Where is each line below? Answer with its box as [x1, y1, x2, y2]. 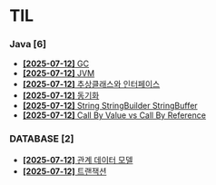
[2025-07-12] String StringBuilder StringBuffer [22, 101, 198, 112]
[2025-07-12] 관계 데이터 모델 [22, 154, 133, 165]
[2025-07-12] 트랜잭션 [22, 165, 107, 177]
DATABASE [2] [9, 132, 74, 145]
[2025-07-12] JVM [22, 68, 95, 79]
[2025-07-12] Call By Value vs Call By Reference [22, 110, 207, 121]
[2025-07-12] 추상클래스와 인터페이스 [22, 79, 161, 90]
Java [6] [9, 38, 47, 51]
